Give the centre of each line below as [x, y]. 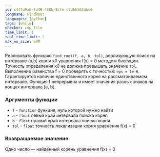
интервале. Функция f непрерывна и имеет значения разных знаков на [79, 81]
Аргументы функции [31, 100]
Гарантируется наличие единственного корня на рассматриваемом [76, 76]
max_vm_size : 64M [23, 42]
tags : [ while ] [20, 23]
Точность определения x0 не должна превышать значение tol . [71, 66]
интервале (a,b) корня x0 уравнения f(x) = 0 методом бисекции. [72, 61]
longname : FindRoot [25, 14]
